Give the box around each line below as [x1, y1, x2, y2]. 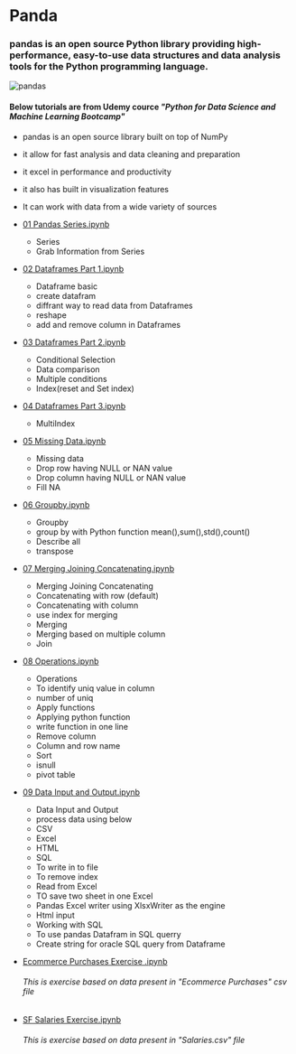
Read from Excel [35, 881, 97, 891]
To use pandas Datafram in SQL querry [35, 928, 182, 939]
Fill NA [35, 481, 61, 492]
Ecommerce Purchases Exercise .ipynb [22, 956, 168, 966]
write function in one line [35, 721, 129, 732]
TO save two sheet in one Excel [35, 891, 153, 901]
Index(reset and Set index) [35, 383, 135, 394]
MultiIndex [35, 417, 76, 429]
